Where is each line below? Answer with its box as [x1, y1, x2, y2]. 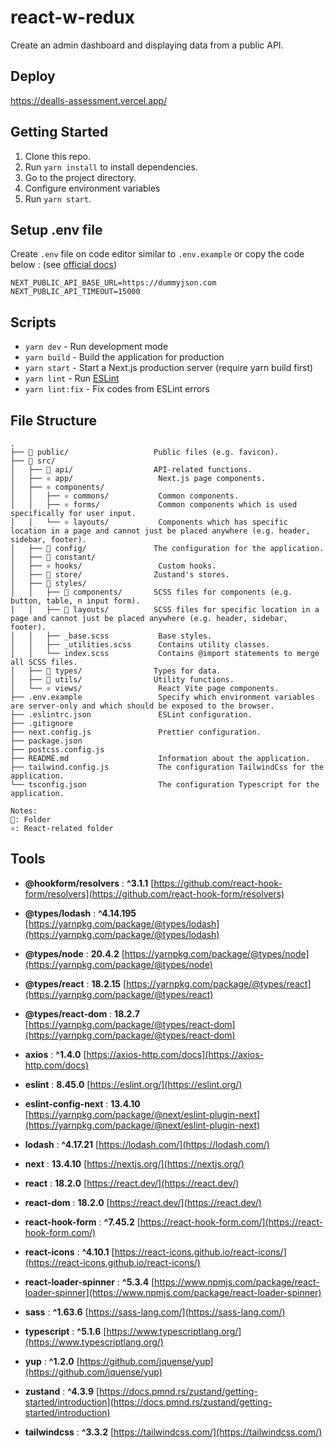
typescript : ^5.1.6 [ [24, 1325, 107, 1337]
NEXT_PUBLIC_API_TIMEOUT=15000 [10, 287, 141, 297]
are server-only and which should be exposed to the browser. [10, 701, 275, 711]
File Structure [10, 412, 97, 429]
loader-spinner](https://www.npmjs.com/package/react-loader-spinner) [24, 1286, 322, 1298]
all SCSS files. [10, 657, 78, 667]
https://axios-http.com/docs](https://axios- [86, 1048, 265, 1060]
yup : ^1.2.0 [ [24, 1355, 80, 1367]
